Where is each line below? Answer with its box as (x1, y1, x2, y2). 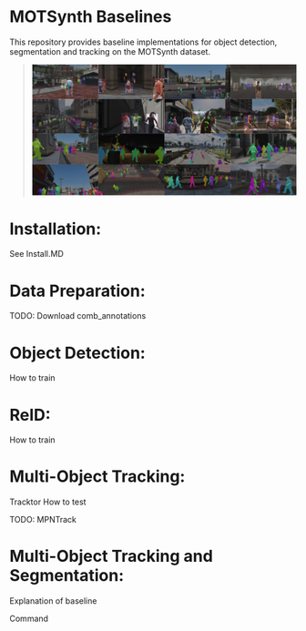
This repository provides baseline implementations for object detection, (9, 36, 278, 47)
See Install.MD (9, 249, 64, 260)
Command (9, 613, 48, 625)
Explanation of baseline (9, 595, 97, 606)
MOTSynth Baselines (9, 6, 172, 27)
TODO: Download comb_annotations (9, 310, 147, 321)
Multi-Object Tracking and (9, 546, 214, 566)
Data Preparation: (9, 280, 146, 301)
